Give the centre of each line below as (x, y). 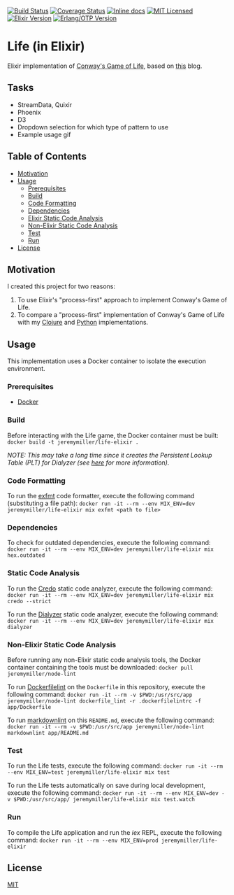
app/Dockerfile (29, 707)
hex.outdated (26, 556)
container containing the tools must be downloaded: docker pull (100, 667)
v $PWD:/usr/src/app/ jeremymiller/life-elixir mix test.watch (101, 800)
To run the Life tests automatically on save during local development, (107, 785)
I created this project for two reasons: (61, 286)
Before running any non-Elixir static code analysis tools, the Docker (104, 660)
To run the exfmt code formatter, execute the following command (101, 496)
